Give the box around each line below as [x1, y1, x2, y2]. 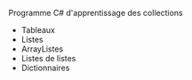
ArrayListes [20, 44, 64, 54]
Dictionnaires [20, 62, 70, 73]
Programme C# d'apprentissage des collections [8, 8, 183, 18]
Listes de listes [20, 53, 76, 63]
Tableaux [20, 25, 55, 35]
